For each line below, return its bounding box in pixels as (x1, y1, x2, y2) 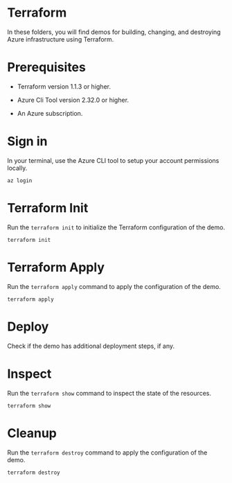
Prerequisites (7, 60, 87, 76)
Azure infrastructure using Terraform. (7, 35, 114, 43)
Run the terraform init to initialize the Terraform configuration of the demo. (7, 223, 225, 231)
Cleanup (7, 425, 57, 441)
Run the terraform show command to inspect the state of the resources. (7, 389, 212, 397)
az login (7, 177, 33, 184)
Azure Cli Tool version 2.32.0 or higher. (17, 96, 130, 104)
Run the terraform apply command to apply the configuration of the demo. (7, 282, 222, 290)
